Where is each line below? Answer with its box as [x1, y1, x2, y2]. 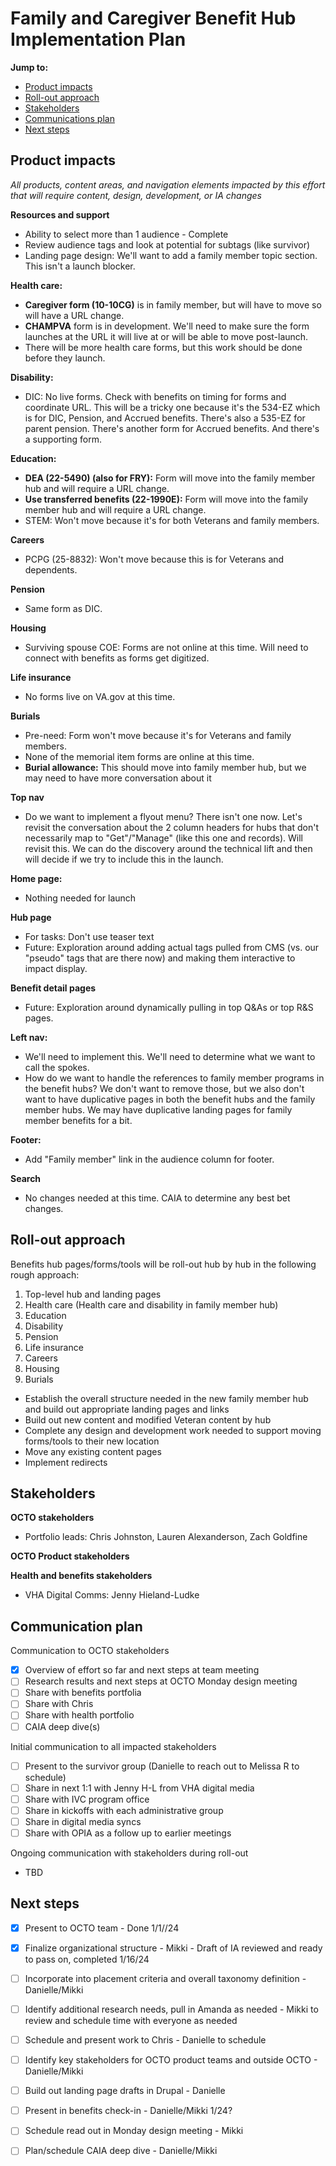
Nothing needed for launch [24, 892, 137, 904]
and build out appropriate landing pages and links [24, 1403, 230, 1415]
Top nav [10, 791, 45, 803]
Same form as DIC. [24, 602, 103, 614]
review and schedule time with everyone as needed [24, 2015, 238, 2026]
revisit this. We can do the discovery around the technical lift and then [24, 842, 313, 854]
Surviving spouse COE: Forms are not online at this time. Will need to [24, 641, 309, 653]
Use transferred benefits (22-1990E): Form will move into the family [24, 493, 309, 505]
